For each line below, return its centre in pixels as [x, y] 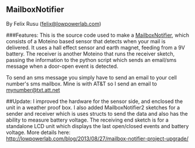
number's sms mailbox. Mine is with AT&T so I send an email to [82, 84]
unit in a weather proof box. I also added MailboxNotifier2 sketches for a [93, 107]
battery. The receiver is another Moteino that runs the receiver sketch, [90, 54]
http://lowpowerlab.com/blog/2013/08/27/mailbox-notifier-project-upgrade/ [97, 138]
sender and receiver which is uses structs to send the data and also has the [97, 113]
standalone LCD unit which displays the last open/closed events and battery [97, 126]
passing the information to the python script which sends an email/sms [91, 60]
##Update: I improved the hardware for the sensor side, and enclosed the [94, 101]
